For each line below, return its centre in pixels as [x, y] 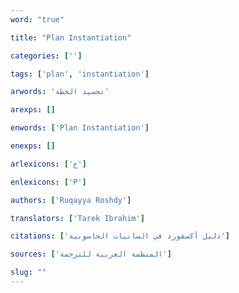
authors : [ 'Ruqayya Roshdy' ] [71, 200]
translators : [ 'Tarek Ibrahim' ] [77, 218]
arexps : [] [33, 110]
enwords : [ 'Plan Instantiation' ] [80, 128]
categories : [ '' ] [46, 56]
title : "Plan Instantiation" [71, 37]
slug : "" [28, 272]
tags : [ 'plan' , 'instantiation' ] [80, 74]
